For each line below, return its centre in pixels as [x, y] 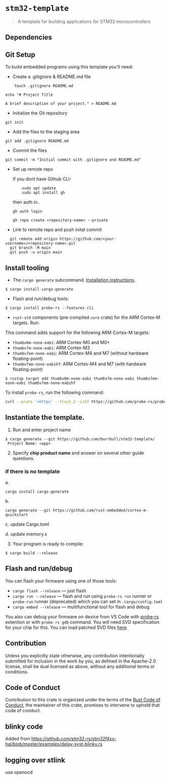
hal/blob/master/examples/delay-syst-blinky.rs [54, 744]
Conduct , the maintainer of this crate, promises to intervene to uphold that [83, 705]
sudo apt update [39, 189]
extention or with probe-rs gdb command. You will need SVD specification [82, 622]
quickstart [17, 515]
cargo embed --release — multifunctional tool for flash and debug [81, 607]
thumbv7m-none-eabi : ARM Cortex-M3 [51, 348]
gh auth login [27, 211]
